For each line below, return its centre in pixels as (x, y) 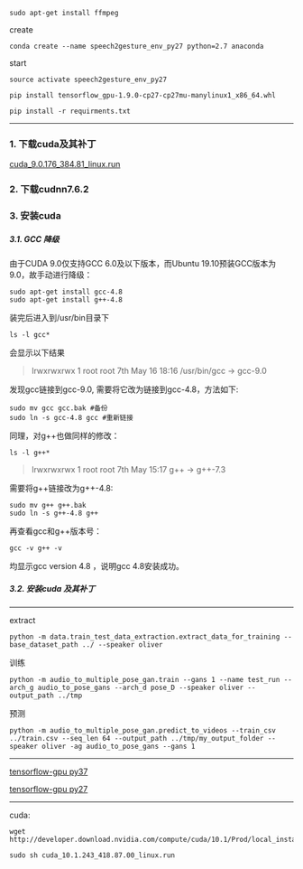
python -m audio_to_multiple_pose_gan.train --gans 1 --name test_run (145, 680)
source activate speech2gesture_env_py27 (88, 79)
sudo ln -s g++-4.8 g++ (54, 514)
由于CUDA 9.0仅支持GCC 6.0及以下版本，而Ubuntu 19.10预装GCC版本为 (143, 264)
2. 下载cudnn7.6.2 (49, 190)
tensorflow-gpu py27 (49, 790)
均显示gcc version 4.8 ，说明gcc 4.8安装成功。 (97, 566)
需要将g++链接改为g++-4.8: (61, 489)
